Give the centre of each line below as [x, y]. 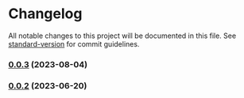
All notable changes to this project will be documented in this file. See [122, 36]
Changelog [45, 14]
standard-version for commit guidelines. [74, 43]
